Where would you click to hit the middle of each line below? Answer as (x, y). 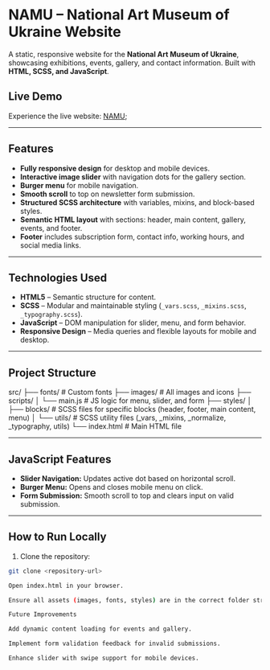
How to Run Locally (57, 537)
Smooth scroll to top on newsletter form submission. (107, 194)
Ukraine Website (65, 32)
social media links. (51, 245)
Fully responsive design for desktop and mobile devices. (115, 168)
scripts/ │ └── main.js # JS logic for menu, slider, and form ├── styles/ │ (130, 401)
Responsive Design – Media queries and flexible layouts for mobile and (138, 331)
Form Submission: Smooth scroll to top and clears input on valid (127, 495)
